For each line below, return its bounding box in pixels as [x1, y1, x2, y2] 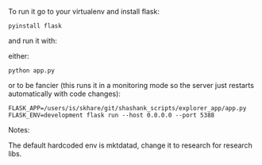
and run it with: [8, 36, 58, 45]
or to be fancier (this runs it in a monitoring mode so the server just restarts [8, 81, 254, 90]
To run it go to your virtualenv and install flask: [8, 7, 160, 16]
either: [8, 52, 29, 60]
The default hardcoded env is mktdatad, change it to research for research [8, 140, 252, 150]
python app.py [8, 67, 56, 75]
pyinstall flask [8, 22, 62, 30]
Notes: [8, 125, 30, 134]
